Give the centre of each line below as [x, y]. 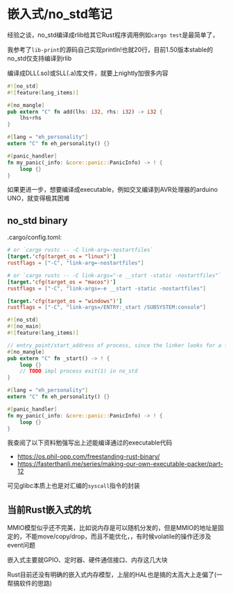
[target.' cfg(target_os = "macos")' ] [62, 282]
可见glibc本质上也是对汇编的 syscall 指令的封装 [74, 486]
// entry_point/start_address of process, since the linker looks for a [114, 345]
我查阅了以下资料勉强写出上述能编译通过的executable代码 [90, 443]
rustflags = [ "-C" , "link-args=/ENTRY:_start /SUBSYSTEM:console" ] [107, 307]
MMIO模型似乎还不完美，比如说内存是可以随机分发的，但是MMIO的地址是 [113, 528]
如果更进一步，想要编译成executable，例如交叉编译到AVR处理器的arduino [113, 190]
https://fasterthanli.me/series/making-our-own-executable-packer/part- [120, 464]
